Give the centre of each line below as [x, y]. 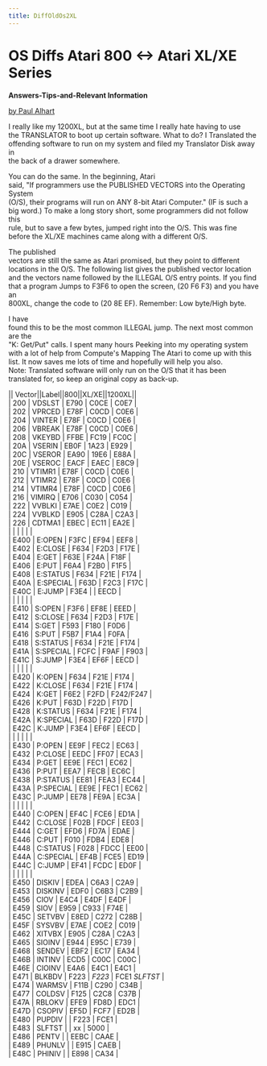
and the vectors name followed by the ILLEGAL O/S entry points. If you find [133, 277]
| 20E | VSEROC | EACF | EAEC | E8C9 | [74, 462]
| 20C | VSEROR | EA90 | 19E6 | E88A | [72, 454]
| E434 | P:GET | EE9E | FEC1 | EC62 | [70, 762]
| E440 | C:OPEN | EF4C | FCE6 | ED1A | [74, 814]
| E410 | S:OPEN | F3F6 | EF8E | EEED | [72, 608]
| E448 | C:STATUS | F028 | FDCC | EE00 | [78, 848]
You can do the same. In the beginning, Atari [82, 176]
